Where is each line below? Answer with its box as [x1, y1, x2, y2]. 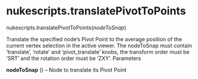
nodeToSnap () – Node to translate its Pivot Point [6, 66, 127, 73]
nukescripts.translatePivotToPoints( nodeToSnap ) [6, 24, 127, 31]
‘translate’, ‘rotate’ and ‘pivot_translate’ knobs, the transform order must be [6, 48, 190, 55]
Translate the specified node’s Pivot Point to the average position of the [6, 35, 182, 42]
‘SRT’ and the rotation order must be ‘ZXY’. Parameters [6, 54, 142, 62]
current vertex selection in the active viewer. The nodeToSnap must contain [6, 42, 193, 49]
